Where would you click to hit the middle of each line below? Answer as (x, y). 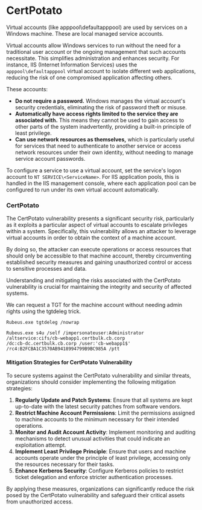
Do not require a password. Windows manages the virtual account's (100, 101)
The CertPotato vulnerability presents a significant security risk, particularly (100, 219)
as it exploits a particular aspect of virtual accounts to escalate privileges (97, 225)
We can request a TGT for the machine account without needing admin (94, 305)
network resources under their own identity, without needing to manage (104, 152)
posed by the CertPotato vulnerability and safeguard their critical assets (96, 495)
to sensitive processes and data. (47, 269)
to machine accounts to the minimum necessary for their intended (97, 419)
